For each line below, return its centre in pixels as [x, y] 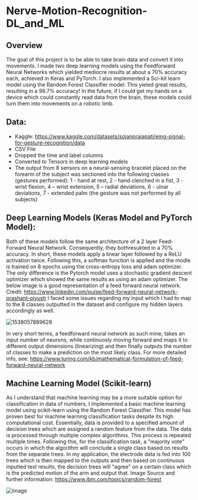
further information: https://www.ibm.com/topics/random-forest [84, 479]
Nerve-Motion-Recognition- [77, 11]
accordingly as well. [30, 310]
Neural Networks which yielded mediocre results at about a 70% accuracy [97, 72]
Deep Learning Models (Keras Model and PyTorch [99, 218]
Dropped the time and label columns [59, 155]
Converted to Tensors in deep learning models [71, 162]
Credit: [14, 292]
